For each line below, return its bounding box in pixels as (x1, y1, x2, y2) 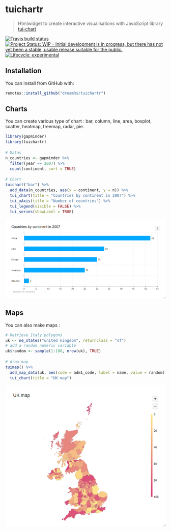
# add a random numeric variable (5, 343, 76, 348)
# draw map (5, 360, 28, 365)
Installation (5, 67, 42, 75)
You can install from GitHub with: (5, 80, 74, 86)
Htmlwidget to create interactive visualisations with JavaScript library (17, 20, 163, 26)
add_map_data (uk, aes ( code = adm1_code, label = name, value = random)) (10, 370, 167, 375)
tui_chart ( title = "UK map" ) (10, 375, 72, 380)
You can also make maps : (5, 322, 60, 328)
